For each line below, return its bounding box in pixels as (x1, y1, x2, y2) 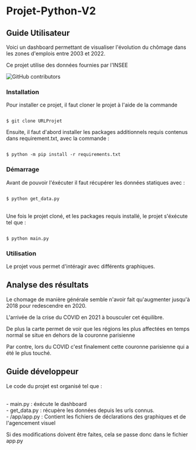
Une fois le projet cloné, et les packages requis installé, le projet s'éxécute (6, 212, 188, 220)
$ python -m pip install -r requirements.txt (6, 152, 121, 158)
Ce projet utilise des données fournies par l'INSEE (6, 61, 128, 68)
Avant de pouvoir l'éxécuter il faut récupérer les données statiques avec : (6, 179, 185, 186)
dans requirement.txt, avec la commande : (6, 135, 110, 142)
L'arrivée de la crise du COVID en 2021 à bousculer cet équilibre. (6, 314, 165, 321)
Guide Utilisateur (6, 28, 70, 38)
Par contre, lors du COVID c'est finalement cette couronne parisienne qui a (6, 343, 189, 350)
